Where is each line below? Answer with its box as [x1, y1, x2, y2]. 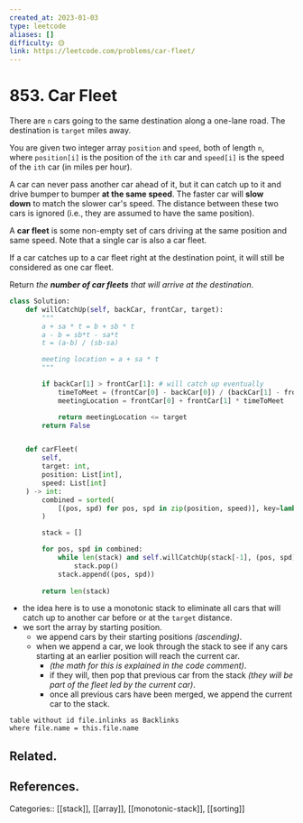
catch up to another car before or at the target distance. [22, 612, 233, 623]
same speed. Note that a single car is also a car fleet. [9, 235, 207, 246]
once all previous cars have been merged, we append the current [49, 689, 293, 700]
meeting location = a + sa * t [41, 355, 160, 364]
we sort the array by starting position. [22, 622, 162, 633]
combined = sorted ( [41, 495, 115, 505]
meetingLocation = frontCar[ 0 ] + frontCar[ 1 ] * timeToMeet [57, 396, 284, 406]
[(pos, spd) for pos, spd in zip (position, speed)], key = [57, 504, 280, 513]
